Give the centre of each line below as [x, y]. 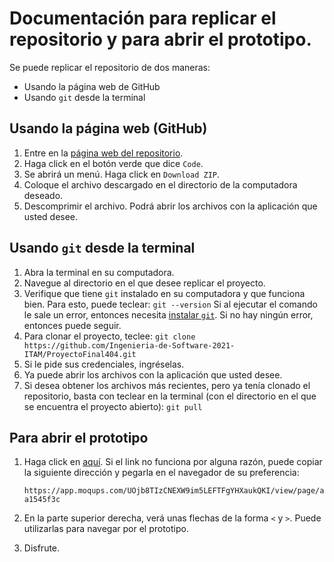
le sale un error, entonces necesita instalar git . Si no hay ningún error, [168, 314]
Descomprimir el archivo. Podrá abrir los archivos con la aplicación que [170, 206]
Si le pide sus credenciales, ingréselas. [104, 364]
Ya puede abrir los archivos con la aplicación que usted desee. [153, 374]
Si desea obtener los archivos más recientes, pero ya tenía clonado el [167, 385]
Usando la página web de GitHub [92, 86]
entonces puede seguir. [72, 325]
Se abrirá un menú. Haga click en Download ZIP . [121, 174]
